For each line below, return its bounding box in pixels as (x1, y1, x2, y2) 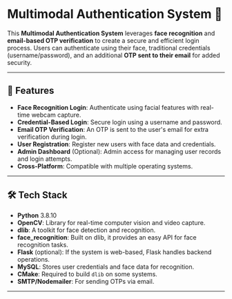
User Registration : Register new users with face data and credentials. (17, 139, 216, 148)
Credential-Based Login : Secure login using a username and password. (17, 117, 222, 126)
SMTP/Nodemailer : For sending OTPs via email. (17, 277, 155, 285)
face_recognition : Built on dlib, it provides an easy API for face (17, 233, 197, 241)
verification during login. (17, 133, 88, 141)
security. (7, 58, 32, 66)
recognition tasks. (17, 240, 69, 249)
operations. (17, 255, 50, 263)
